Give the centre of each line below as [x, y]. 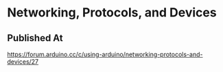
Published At [35, 38]
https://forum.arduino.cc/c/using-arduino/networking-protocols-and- [105, 54]
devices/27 [23, 62]
